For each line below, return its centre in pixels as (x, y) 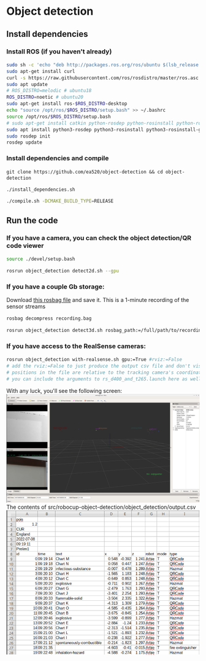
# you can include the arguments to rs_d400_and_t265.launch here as (97, 379)
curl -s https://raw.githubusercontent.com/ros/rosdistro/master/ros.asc (103, 78)
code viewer (25, 245)
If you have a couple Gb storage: (55, 287)
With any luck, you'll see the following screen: (64, 390)
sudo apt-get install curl (41, 71)
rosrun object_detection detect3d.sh (55, 330)
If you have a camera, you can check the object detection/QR (99, 238)
